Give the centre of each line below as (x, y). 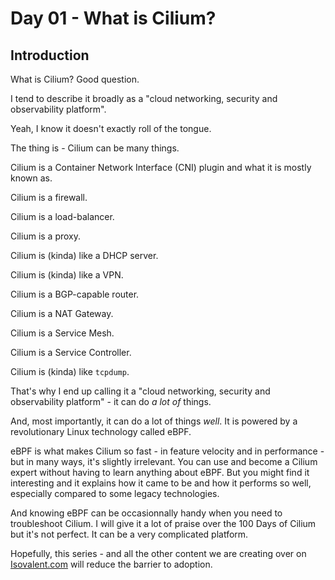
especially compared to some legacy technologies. (115, 493)
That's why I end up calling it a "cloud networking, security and (140, 391)
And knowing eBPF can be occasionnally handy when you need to (146, 513)
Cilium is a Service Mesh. (62, 333)
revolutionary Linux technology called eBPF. (101, 431)
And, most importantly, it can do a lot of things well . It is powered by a (154, 421)
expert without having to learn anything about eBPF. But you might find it (160, 472)
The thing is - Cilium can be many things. (95, 148)
